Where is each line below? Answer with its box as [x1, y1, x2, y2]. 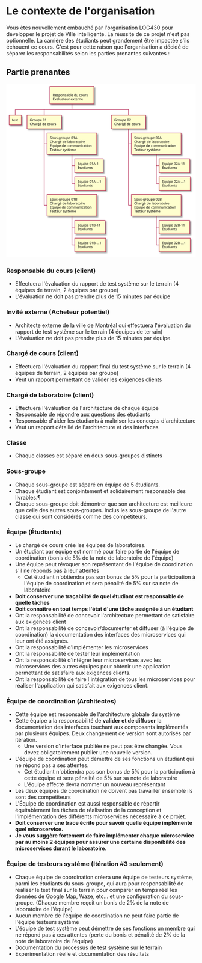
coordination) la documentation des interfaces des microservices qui [14, 631, 186, 638]
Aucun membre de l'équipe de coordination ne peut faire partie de [14, 912, 179, 919]
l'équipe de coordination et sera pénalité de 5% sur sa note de [23, 579, 179, 587]
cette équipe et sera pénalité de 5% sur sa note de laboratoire [23, 774, 177, 782]
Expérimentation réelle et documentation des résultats [14, 950, 149, 957]
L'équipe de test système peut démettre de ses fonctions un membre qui [14, 925, 195, 932]
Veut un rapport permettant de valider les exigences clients [14, 376, 162, 383]
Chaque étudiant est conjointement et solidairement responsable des [14, 487, 186, 494]
